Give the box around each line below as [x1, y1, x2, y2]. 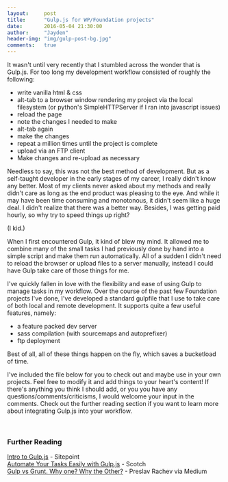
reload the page [16, 110, 62, 118]
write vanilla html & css [16, 88, 82, 97]
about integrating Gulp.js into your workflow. [7, 407, 132, 415]
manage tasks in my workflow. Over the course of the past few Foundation [7, 287, 218, 295]
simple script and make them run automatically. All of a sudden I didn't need [7, 252, 222, 260]
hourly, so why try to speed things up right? [7, 211, 130, 219]
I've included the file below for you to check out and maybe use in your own [7, 370, 221, 379]
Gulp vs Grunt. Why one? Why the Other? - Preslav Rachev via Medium [7, 467, 207, 476]
